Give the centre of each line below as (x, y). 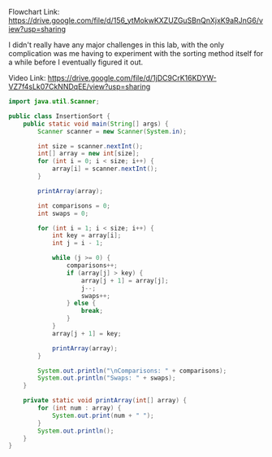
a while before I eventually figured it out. (76, 62)
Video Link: (27, 78)
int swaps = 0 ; (63, 213)
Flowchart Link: (34, 12)
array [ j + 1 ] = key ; (86, 333)
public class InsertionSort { (60, 116)
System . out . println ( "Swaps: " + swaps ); (107, 378)
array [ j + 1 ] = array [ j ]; (125, 280)
